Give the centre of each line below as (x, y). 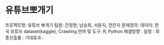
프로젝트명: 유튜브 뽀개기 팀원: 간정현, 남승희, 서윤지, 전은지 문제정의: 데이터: (79, 25)
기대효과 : (34, 37)
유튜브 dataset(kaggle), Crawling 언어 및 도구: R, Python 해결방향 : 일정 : (82, 31)
